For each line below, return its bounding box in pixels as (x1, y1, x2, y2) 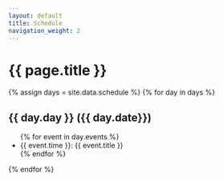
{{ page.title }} (8, 61, 107, 79)
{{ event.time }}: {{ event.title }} (19, 141, 124, 151)
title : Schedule (8, 19, 63, 27)
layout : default (8, 11, 63, 20)
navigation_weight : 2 (8, 26, 81, 34)
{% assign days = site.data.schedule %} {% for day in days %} (8, 87, 216, 97)
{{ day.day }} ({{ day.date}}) (8, 111, 152, 124)
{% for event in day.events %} (19, 132, 120, 142)
